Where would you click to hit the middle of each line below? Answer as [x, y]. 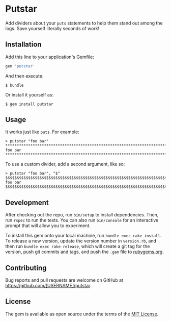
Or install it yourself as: [29, 94]
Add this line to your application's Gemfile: [50, 57]
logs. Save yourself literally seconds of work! [52, 28]
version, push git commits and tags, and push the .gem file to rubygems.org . [85, 252]
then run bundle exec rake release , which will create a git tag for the [78, 246]
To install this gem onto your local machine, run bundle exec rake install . [83, 236]
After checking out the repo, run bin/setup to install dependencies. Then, [82, 215]
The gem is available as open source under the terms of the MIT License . [82, 314]
